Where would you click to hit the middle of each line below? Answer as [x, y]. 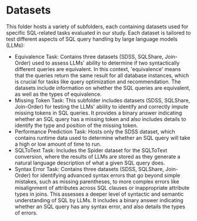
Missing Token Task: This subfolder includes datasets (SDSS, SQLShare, [102, 100]
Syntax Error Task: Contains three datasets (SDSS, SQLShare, [89, 169]
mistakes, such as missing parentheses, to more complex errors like [97, 181]
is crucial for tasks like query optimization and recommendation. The [98, 81]
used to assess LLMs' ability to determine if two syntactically [106, 63]
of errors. [26, 213]
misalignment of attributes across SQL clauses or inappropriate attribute [102, 187]
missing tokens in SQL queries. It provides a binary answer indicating [98, 113]
